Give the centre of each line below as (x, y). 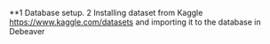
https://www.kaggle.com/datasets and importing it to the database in (135, 22)
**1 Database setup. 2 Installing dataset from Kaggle (106, 13)
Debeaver (27, 31)
